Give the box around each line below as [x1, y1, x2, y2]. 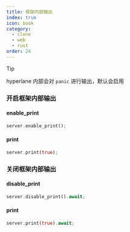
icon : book [6, 20, 34, 26]
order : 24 [6, 48, 32, 55]
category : [6, 25, 32, 32]
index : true [6, 15, 36, 21]
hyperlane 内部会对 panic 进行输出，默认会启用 [6, 77, 125, 85]
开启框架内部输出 [6, 94, 56, 102]
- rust [12, 43, 29, 49]
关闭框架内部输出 [6, 165, 56, 173]
